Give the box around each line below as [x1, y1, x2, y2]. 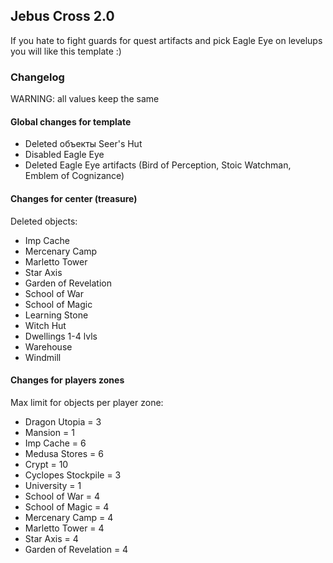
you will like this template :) [10, 45, 122, 57]
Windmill [24, 351, 62, 363]
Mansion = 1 [24, 426, 75, 438]
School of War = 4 [24, 490, 101, 502]
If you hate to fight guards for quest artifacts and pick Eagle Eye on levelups [10, 34, 323, 46]
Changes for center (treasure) [10, 192, 138, 204]
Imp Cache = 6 [24, 437, 87, 449]
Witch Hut [24, 319, 67, 331]
